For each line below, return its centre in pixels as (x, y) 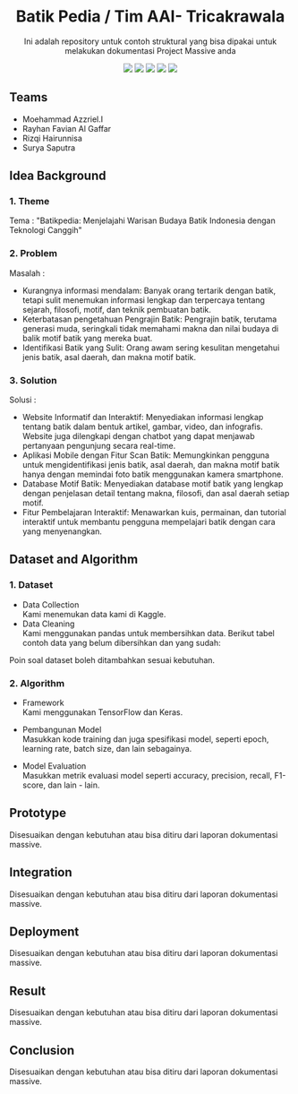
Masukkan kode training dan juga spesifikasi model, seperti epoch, (145, 739)
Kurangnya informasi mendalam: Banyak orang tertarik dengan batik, (149, 290)
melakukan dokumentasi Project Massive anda (150, 50)
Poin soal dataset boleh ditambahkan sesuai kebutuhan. (112, 659)
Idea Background (58, 176)
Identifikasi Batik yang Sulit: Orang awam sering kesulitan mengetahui (151, 348)
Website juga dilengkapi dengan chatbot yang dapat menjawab (138, 436)
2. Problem (34, 254)
